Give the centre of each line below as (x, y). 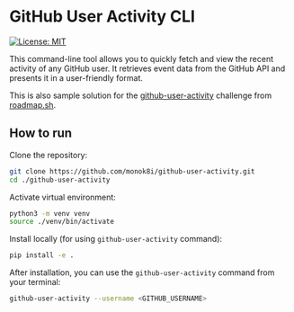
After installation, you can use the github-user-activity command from (142, 272)
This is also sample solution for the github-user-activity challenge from (141, 95)
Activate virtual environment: (63, 197)
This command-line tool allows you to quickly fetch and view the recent (142, 58)
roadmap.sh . (33, 104)
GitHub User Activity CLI (102, 17)
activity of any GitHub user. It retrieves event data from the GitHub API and (147, 68)
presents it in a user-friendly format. (76, 77)
